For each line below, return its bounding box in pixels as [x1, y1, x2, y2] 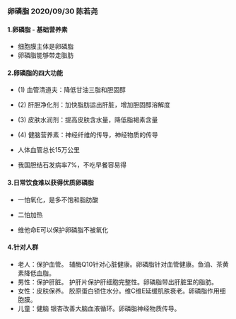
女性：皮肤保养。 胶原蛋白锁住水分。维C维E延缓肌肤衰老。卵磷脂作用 [17, 286, 220, 295]
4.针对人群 [7, 243, 39, 252]
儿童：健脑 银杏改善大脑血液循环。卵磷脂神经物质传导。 [17, 304, 181, 313]
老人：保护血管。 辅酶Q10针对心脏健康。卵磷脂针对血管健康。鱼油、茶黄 [17, 260, 229, 268]
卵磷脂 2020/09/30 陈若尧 [7, 6, 98, 16]
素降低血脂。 [17, 269, 55, 277]
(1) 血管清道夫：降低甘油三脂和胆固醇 [17, 86, 126, 94]
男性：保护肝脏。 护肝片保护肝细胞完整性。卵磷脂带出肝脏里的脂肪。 [17, 277, 218, 286]
